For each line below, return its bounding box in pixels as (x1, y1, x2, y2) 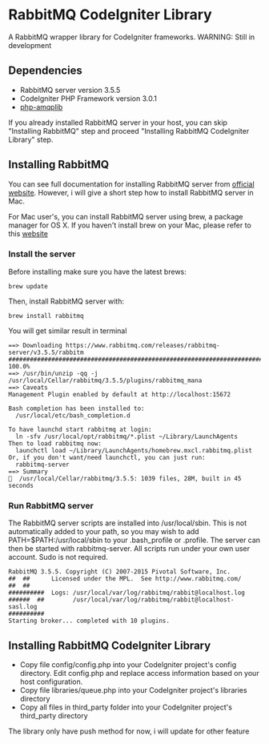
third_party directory (19, 710, 88, 720)
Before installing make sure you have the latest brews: (8, 267, 187, 276)
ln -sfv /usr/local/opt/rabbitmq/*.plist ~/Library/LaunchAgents (15, 432, 239, 440)
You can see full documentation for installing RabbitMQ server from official (8, 179, 255, 189)
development (8, 40, 52, 50)
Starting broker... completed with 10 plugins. (8, 617, 171, 625)
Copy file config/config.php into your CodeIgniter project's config (19, 659, 237, 670)
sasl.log (8, 603, 38, 611)
